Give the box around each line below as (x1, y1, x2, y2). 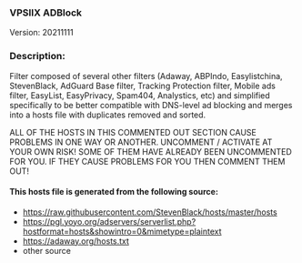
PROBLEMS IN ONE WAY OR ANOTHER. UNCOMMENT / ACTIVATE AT (9, 137, 273, 147)
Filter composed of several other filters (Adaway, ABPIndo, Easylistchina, (9, 70, 284, 81)
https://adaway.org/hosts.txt (22, 235, 130, 247)
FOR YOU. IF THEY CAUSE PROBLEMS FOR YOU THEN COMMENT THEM (9, 156, 286, 167)
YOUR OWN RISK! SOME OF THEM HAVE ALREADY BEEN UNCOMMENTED (9, 146, 293, 157)
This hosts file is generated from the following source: (9, 187, 218, 197)
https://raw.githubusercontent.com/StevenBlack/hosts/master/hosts (22, 207, 277, 217)
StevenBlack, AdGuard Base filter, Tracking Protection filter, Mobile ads (9, 80, 276, 91)
